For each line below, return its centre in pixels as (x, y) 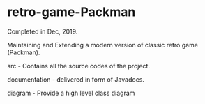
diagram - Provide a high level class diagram (71, 93)
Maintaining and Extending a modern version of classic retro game (103, 45)
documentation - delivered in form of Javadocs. (76, 79)
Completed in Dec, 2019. (43, 31)
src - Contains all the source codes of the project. (78, 66)
